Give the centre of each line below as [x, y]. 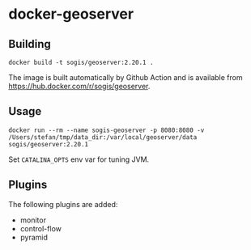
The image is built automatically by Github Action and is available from [125, 77]
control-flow [41, 228]
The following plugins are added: [63, 204]
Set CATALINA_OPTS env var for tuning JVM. [79, 159]
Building [30, 44]
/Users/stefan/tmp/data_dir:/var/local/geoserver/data [103, 137]
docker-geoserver [71, 14]
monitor [33, 220]
